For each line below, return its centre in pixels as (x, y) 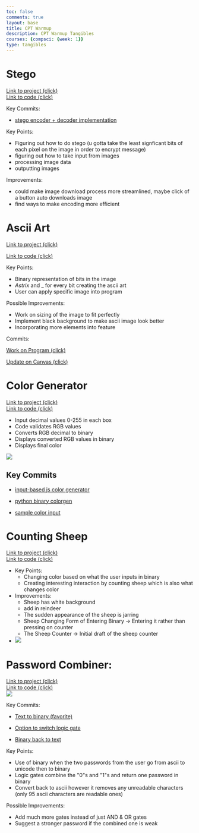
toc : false (20, 12)
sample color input (37, 512)
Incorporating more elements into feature (65, 327)
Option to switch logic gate (48, 728)
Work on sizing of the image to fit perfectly (67, 314)
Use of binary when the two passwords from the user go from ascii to (100, 763)
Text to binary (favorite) (44, 717)
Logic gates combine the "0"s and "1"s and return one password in (97, 775)
